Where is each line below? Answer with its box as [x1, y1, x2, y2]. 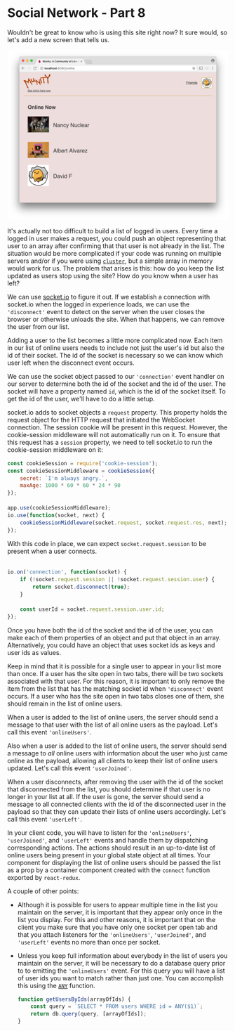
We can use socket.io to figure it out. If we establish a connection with [7, 292, 210, 301]
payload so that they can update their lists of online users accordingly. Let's [7, 807, 227, 816]
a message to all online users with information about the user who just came [7, 748, 228, 757]
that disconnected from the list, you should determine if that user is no [7, 785, 210, 793]
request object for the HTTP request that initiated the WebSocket [7, 415, 195, 424]
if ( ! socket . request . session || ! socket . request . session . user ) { [20, 576, 215, 583]
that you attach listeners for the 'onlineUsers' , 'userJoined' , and [17, 930, 207, 939]
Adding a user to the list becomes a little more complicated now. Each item [7, 336, 223, 344]
